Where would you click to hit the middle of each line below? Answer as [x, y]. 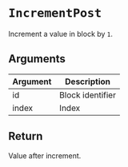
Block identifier [88, 95]
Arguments [37, 59]
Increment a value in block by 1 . [61, 34]
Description [88, 82]
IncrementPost [55, 13]
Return [26, 136]
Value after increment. [45, 155]
